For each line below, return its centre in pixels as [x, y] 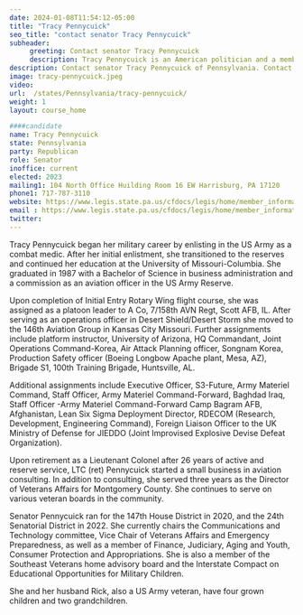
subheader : [30, 43]
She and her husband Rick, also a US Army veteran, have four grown [137, 591]
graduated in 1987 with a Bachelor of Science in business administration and [151, 273]
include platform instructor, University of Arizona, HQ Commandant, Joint [146, 339]
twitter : [26, 219]
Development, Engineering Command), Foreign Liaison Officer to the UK [143, 423]
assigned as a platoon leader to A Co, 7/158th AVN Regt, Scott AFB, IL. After [150, 310]
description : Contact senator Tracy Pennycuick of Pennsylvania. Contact [151, 69]
